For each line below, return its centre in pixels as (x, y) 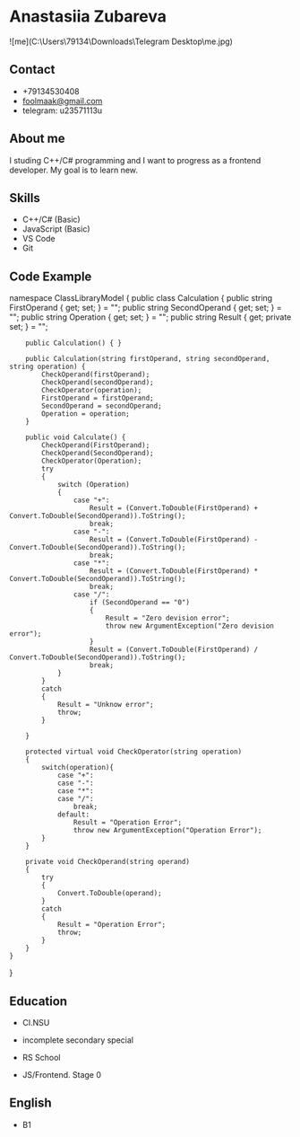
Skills (25, 198)
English (30, 1103)
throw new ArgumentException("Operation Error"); (167, 831)
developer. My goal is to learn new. (74, 170)
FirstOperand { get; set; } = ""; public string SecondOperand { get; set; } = (146, 308)
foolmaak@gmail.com (62, 101)
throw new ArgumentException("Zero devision (190, 626)
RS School (41, 1058)
